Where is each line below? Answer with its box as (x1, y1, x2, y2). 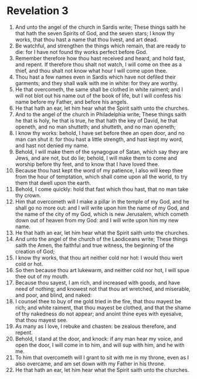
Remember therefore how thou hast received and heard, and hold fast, (15, 55, 185, 62)
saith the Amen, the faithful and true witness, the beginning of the (15, 242, 174, 249)
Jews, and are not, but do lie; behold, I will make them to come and (15, 154, 178, 161)
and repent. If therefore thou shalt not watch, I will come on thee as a (15, 60, 182, 68)
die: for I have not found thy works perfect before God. (15, 48, 148, 55)
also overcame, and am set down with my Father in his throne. (15, 360, 166, 367)
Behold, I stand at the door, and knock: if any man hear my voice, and (15, 335, 184, 342)
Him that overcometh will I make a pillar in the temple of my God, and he (15, 198, 189, 205)
